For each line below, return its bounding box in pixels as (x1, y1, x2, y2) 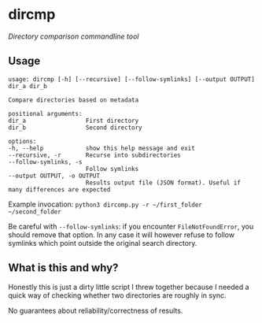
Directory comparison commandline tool (8, 32, 139, 41)
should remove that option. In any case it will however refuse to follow (8, 230, 234, 239)
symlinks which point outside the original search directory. (8, 238, 197, 247)
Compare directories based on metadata (8, 96, 139, 104)
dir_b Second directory (8, 124, 143, 132)
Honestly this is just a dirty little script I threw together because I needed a (8, 282, 249, 291)
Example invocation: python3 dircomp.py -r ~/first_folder (8, 199, 203, 209)
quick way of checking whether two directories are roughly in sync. (8, 290, 227, 300)
